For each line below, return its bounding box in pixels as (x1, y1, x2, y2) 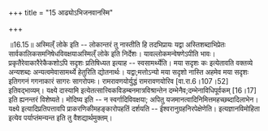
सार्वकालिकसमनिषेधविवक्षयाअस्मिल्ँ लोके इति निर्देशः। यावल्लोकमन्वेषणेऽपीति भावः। (8, 49, 216, 59)
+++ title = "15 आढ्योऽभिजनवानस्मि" (8, 8, 114, 17)
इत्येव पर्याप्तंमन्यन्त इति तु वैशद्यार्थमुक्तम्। (8, 113, 113, 122)
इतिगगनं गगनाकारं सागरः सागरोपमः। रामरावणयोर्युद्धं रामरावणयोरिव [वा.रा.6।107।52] (8, 76, 229, 85)
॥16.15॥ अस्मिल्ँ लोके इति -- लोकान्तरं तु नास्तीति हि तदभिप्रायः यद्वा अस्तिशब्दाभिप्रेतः (8, 40, 226, 49)
